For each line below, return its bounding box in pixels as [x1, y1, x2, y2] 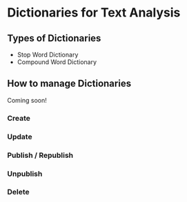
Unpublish [7, 169, 43, 179]
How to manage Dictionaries [7, 78, 132, 90]
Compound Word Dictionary [17, 58, 97, 66]
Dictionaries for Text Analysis [7, 5, 181, 21]
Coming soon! [7, 96, 47, 104]
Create [7, 113, 31, 123]
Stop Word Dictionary [17, 50, 79, 59]
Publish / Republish [7, 150, 74, 160]
